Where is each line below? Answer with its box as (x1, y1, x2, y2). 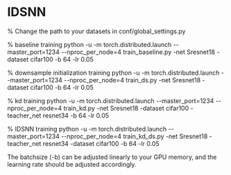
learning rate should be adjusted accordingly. (7, 160, 137, 168)
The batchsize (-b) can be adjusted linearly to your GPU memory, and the (7, 153, 217, 161)
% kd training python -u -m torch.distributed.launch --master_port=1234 (7, 96, 214, 104)
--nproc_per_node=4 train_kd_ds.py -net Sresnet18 (61, 132, 208, 140)
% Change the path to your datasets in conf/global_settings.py (7, 27, 186, 35)
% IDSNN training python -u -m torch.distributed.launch (7, 125, 167, 133)
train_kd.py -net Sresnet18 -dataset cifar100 (63, 104, 189, 112)
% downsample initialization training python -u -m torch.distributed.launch (7, 68, 220, 77)
